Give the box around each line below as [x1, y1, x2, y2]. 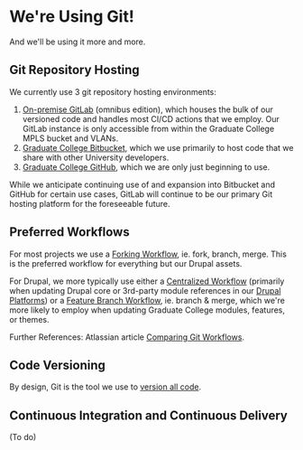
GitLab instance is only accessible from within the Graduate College [22, 123, 275, 134]
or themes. [9, 314, 50, 324]
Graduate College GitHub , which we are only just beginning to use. [22, 161, 271, 173]
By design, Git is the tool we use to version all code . [9, 381, 201, 392]
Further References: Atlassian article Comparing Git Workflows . [9, 332, 245, 342]
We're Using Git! [9, 6, 135, 27]
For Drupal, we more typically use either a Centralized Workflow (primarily [9, 276, 285, 286]
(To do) [9, 432, 37, 443]
